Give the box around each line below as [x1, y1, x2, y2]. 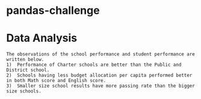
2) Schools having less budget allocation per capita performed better [6, 72, 193, 78]
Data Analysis [6, 31, 78, 45]
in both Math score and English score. [6, 78, 107, 84]
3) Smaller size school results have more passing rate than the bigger [6, 83, 196, 89]
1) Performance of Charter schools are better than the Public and [6, 62, 182, 68]
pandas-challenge [6, 4, 100, 18]
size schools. [6, 88, 42, 94]
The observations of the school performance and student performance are [6, 51, 196, 57]
